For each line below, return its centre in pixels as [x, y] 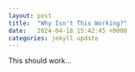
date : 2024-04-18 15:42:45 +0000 [68, 30]
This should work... [40, 61]
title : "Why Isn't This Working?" [68, 23]
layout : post [30, 16]
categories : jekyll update [53, 38]
